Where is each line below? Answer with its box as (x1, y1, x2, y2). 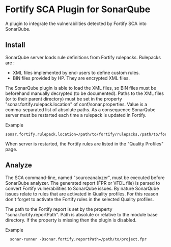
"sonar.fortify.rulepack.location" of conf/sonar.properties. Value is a (5, 101, 148, 107)
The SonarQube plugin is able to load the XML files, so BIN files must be (5, 85, 157, 91)
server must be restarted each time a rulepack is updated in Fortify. (5, 112, 147, 118)
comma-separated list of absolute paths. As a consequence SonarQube (5, 106, 156, 113)
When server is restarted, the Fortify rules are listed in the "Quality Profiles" (5, 140, 164, 146)
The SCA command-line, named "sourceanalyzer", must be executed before (5, 175, 165, 181)
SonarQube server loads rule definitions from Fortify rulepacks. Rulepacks (5, 54, 161, 60)
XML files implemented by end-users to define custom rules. (12, 69, 140, 76)
